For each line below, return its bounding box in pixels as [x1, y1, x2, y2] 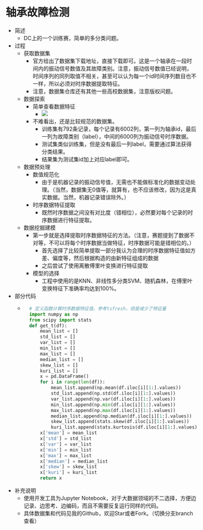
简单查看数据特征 [32, 103, 76, 110]
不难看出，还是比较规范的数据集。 [32, 117, 118, 125]
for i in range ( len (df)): [39, 379, 105, 385]
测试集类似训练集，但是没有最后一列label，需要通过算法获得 [41, 140, 192, 148]
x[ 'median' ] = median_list [39, 458, 108, 464]
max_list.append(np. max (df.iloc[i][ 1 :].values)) [50, 407, 176, 413]
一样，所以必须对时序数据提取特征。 [32, 80, 124, 87]
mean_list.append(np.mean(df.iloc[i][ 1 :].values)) [50, 385, 181, 391]
